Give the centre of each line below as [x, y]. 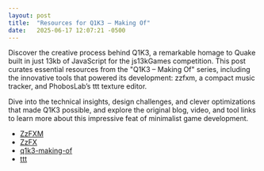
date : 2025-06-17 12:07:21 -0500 [67, 30]
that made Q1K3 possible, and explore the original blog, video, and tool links [132, 110]
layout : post [30, 15]
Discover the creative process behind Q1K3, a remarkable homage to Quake [132, 53]
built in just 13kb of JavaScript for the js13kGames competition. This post [127, 61]
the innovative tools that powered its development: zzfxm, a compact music [132, 78]
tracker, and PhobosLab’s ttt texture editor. [78, 86]
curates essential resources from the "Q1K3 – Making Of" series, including [130, 70]
